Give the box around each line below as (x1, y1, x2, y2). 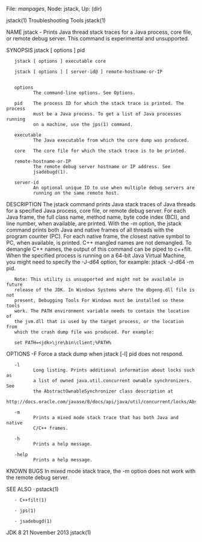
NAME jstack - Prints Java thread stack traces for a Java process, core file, (6, 28, 192, 36)
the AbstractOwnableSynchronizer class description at (32, 388, 173, 394)
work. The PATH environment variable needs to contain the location (14, 308, 189, 314)
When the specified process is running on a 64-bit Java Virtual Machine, (6, 252, 186, 259)
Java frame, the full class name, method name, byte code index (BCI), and (6, 213, 190, 221)
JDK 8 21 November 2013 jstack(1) (6, 529, 91, 536)
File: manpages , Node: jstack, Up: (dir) (6, 5, 102, 12)
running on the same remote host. (32, 190, 120, 196)
